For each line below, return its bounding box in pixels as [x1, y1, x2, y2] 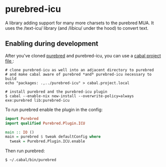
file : [5, 58, 14, 64]
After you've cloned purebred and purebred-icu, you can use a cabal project [5, 53, 161, 58]
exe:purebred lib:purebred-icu [5, 98, 70, 103]
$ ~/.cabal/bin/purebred [5, 158, 56, 163]
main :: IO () [5, 130, 35, 135]
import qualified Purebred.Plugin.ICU [5, 120, 85, 126]
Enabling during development [5, 40, 99, 48]
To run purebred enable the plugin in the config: [5, 107, 103, 112]
